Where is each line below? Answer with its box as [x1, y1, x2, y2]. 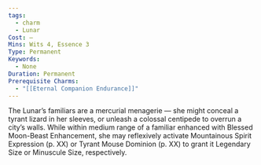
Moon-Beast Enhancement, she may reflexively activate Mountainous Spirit [8, 131, 252, 141]
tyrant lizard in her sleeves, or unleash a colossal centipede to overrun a [8, 115, 242, 124]
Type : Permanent [8, 48, 61, 56]
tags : [8, 11, 26, 20]
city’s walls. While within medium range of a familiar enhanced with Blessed [8, 123, 253, 132]
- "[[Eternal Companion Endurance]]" [15, 84, 139, 93]
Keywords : [8, 56, 41, 64]
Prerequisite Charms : [8, 77, 79, 85]
